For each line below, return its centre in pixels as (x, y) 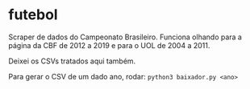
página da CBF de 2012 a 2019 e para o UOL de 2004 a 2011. (109, 45)
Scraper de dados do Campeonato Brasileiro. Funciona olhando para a (125, 37)
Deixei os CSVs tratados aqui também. (72, 61)
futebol (33, 15)
